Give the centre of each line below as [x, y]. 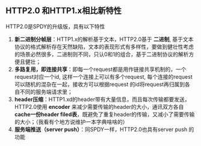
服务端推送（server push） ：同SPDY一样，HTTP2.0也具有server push [101, 129]
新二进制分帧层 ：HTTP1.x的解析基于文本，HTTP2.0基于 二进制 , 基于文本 [104, 39]
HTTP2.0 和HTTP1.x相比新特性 [63, 11]
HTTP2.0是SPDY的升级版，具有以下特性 [55, 26]
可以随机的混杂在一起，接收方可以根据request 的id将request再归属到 [100, 84]
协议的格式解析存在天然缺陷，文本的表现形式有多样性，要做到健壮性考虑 [104, 46]
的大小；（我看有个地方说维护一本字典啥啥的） [71, 121]
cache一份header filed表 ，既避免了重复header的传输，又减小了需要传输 [104, 114]
